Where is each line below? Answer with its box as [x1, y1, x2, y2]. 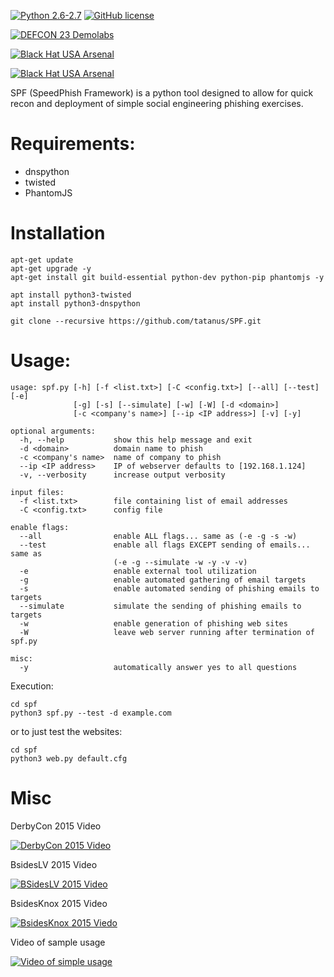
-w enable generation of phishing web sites [19, 618, 288, 629]
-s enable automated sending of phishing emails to [19, 583, 320, 594]
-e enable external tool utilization [19, 566, 257, 576]
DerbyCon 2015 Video [10, 820, 102, 832]
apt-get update [10, 255, 74, 265]
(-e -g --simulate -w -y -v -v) [113, 557, 248, 567]
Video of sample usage [10, 936, 106, 948]
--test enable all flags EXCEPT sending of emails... [19, 540, 311, 550]
